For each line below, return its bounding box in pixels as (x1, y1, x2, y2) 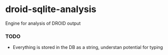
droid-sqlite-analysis (5, 4, 97, 15)
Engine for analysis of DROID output (5, 20, 81, 26)
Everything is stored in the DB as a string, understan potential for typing (12, 44, 163, 50)
